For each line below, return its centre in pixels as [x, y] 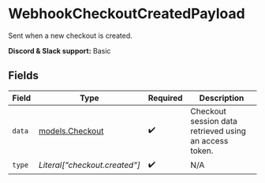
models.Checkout [71, 131]
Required [165, 98]
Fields [24, 76]
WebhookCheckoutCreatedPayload [127, 14]
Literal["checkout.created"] [89, 165]
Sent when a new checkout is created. [70, 35]
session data [214, 121]
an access [209, 140]
